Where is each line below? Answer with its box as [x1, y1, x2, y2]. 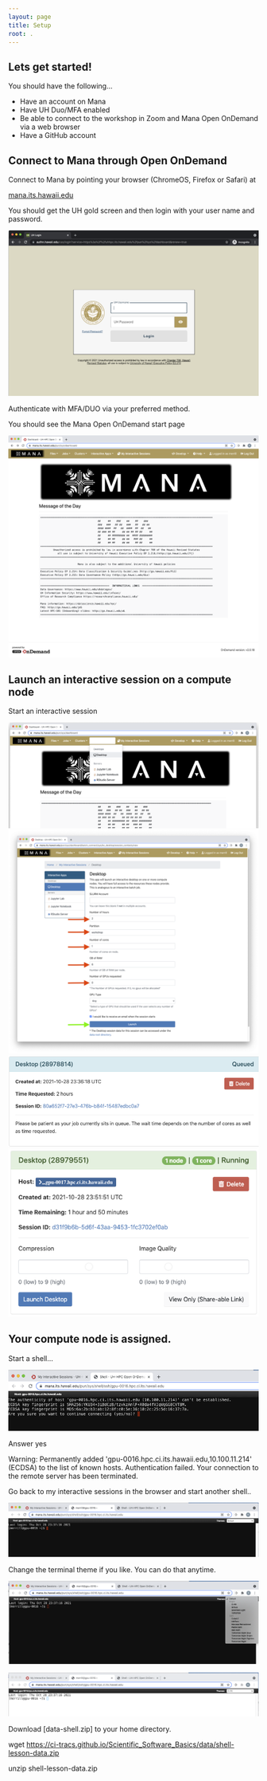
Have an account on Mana [19, 96, 106, 107]
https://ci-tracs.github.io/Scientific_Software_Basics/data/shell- [26, 1740, 234, 1749]
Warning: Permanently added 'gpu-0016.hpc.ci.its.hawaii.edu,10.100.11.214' [8, 1454, 253, 1464]
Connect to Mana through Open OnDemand [8, 154, 228, 167]
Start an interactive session [8, 706, 98, 716]
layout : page [8, 13, 52, 21]
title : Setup [8, 21, 52, 29]
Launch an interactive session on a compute [8, 673, 232, 686]
